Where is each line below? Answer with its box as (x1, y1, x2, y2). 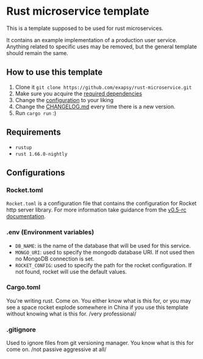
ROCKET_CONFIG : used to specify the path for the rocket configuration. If (15, 261, 192, 268)
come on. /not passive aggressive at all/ (6, 346, 107, 353)
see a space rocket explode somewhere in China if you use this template (6, 303, 189, 311)
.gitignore (6, 325, 37, 334)
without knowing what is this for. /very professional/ (6, 310, 137, 317)
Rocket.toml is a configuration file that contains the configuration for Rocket (6, 200, 197, 207)
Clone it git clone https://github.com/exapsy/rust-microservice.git (15, 83, 192, 91)
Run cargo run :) (15, 109, 57, 117)
